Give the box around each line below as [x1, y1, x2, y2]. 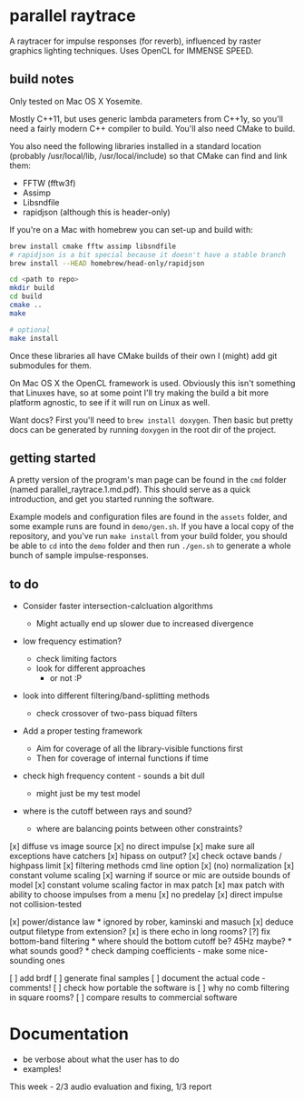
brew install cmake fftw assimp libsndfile [9, 242, 177, 251]
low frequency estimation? [22, 636, 123, 646]
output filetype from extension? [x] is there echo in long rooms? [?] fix [9, 926, 270, 937]
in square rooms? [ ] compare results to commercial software [9, 992, 238, 1003]
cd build [9, 292, 43, 301]
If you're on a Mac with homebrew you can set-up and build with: [9, 224, 254, 235]
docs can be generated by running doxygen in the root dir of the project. [9, 424, 277, 435]
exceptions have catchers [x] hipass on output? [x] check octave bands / [9, 851, 283, 862]
